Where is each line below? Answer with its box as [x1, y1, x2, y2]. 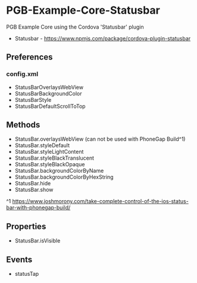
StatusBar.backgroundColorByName [14, 167, 104, 175]
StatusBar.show [14, 186, 54, 194]
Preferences [6, 52, 53, 63]
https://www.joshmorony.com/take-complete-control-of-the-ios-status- [12, 198, 189, 205]
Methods [6, 120, 40, 130]
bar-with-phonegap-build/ [6, 204, 71, 212]
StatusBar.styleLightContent [14, 148, 84, 156]
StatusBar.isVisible [14, 237, 61, 244]
